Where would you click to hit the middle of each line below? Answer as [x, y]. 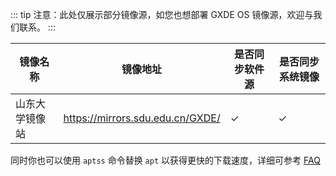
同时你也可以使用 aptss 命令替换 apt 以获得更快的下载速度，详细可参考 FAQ [165, 160]
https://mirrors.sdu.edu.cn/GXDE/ [142, 118]
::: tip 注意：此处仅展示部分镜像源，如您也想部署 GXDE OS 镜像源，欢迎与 [162, 14]
